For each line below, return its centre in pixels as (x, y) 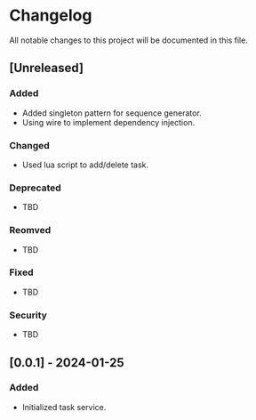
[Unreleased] (47, 68)
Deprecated (36, 188)
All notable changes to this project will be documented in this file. (129, 40)
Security (28, 315)
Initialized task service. (64, 407)
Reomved (30, 230)
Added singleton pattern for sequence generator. (112, 113)
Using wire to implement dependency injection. (108, 122)
